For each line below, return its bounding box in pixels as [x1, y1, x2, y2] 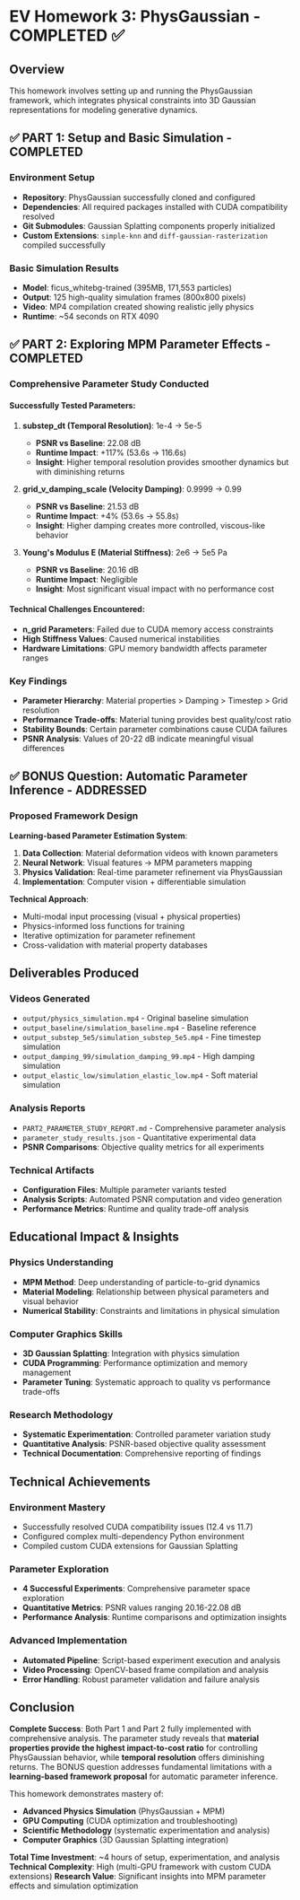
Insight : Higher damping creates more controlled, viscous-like [35, 520, 266, 530]
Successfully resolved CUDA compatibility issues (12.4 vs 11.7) [21, 1521, 253, 1532]
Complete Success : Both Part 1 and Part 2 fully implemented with [9, 1723, 252, 1734]
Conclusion [9, 1699, 75, 1715]
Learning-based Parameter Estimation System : [9, 830, 188, 841]
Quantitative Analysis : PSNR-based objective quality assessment [21, 1439, 267, 1449]
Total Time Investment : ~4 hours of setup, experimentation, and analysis [9, 1852, 280, 1863]
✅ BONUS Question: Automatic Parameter [9, 769, 248, 784]
